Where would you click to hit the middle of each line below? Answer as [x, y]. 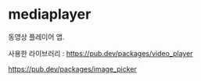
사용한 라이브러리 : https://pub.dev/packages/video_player [100, 53]
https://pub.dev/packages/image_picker [72, 69]
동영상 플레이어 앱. [36, 37]
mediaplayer [50, 14]
